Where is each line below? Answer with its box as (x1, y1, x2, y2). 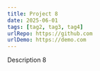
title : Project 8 (7, 10, 58, 18)
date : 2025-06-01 (7, 17, 58, 24)
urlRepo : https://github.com (7, 30, 93, 37)
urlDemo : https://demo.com (7, 37, 87, 44)
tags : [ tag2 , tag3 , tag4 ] (7, 23, 83, 30)
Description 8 (7, 56, 47, 64)
